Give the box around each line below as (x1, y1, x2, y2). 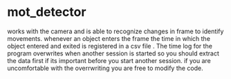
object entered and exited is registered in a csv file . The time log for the (7, 42, 213, 50)
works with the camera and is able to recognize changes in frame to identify (7, 27, 224, 35)
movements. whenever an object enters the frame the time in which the (7, 34, 211, 42)
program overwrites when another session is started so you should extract (7, 49, 220, 58)
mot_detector (7, 4, 86, 20)
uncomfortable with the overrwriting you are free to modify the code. (7, 64, 203, 72)
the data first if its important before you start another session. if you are (7, 56, 211, 64)
